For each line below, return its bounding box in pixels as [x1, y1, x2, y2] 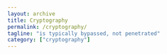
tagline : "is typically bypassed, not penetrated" [7, 29, 161, 37]
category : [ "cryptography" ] [7, 36, 91, 43]
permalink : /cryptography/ [7, 23, 87, 30]
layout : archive [7, 10, 55, 18]
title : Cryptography [7, 17, 69, 24]
